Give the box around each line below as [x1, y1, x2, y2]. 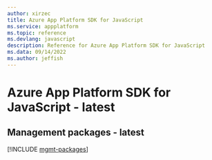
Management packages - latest [7, 127, 145, 139]
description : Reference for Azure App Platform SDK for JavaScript [7, 42, 206, 49]
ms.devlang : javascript [7, 36, 76, 43]
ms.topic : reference [7, 29, 67, 37]
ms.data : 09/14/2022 [7, 49, 67, 56]
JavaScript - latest [7, 99, 115, 114]
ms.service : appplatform [7, 23, 79, 30]
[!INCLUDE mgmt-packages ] [7, 145, 88, 153]
